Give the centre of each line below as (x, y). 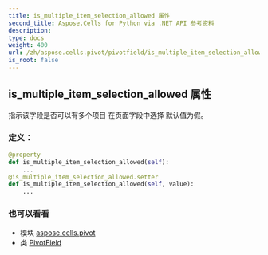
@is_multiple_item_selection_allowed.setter (83, 177)
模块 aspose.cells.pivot (57, 233)
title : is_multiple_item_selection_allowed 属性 (89, 16)
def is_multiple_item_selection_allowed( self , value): (101, 184)
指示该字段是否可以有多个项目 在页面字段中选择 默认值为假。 (108, 115)
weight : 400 (28, 45)
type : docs (26, 38)
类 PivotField (41, 242)
